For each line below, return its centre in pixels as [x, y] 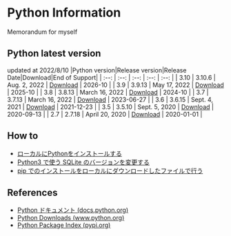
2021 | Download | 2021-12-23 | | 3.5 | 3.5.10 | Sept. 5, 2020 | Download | [110, 107]
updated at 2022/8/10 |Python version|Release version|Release [97, 70]
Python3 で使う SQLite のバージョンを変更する [83, 162]
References [32, 192]
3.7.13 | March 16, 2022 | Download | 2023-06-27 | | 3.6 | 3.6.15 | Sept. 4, [110, 99]
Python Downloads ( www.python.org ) [71, 218]
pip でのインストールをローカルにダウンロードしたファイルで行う [110, 170]
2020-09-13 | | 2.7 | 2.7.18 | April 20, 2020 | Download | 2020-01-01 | [105, 114]
